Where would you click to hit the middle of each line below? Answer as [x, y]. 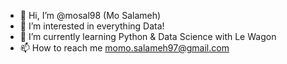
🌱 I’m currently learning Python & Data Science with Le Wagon [148, 36]
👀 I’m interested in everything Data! [92, 26]
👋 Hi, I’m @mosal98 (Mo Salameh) [90, 15]
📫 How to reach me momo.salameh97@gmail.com [124, 48]
